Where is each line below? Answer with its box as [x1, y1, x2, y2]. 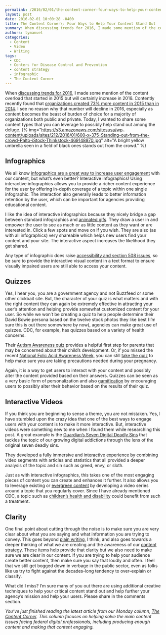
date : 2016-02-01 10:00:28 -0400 [5, 16, 74, 21]
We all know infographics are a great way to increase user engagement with [5, 170, 160, 176]
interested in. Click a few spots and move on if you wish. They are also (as [5, 227, 157, 233]
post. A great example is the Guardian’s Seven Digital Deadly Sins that [5, 432, 147, 438]
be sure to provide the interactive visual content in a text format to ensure [5, 258, 155, 264]
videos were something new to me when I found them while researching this [5, 426, 161, 432]
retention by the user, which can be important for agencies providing [5, 196, 145, 202]
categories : [5, 35, 30, 40]
